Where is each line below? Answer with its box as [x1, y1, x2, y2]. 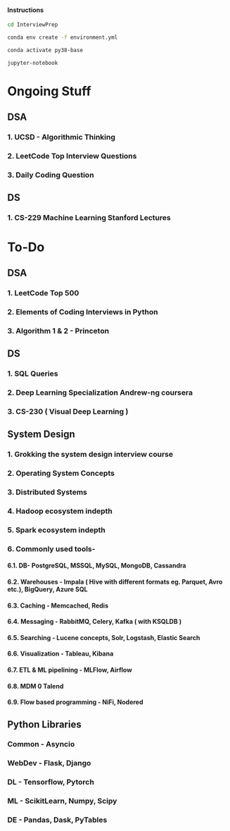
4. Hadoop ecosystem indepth [7, 506, 113, 516]
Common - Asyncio [7, 739, 75, 749]
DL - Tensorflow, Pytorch [7, 777, 95, 787]
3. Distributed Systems [7, 487, 88, 497]
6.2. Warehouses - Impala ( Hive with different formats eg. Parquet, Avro [7, 577, 223, 586]
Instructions [7, 6, 44, 14]
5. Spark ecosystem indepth [7, 525, 106, 535]
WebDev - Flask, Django [7, 758, 91, 768]
